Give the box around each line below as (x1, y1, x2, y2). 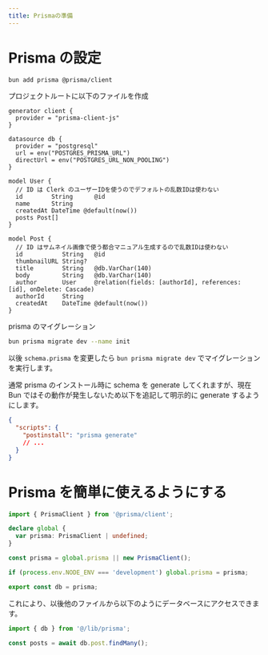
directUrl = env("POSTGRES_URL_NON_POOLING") (15, 156, 170, 164)
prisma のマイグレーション (8, 321, 96, 331)
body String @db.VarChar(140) (15, 272, 152, 280)
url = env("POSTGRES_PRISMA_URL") (15, 149, 130, 157)
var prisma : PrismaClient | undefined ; (15, 532, 149, 540)
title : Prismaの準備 (8, 11, 74, 20)
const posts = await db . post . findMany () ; (8, 639, 149, 647)
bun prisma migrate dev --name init (8, 338, 130, 346)
